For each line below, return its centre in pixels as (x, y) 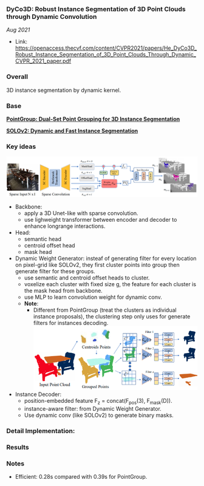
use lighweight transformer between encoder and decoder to (100, 219)
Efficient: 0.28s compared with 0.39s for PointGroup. (81, 477)
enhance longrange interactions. (65, 226)
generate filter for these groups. (55, 271)
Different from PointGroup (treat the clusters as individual (105, 310)
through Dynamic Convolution (52, 16)
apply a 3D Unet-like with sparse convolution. (81, 213)
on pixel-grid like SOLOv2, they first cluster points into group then (97, 265)
